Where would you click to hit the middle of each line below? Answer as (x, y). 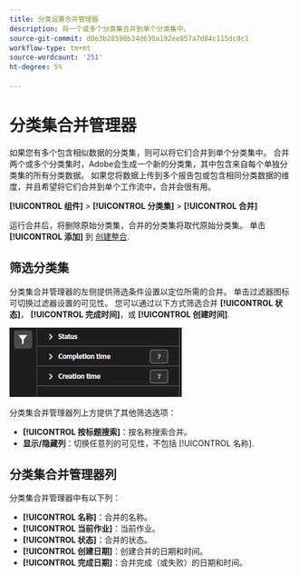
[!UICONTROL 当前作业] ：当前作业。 (91, 529)
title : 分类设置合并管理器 (54, 19)
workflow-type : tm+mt (50, 48)
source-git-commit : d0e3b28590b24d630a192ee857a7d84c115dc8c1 (129, 38)
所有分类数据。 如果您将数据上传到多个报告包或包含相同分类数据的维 (161, 175)
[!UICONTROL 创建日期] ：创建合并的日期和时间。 (115, 551)
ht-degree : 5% (36, 67)
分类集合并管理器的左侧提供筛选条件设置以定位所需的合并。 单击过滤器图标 (149, 292)
